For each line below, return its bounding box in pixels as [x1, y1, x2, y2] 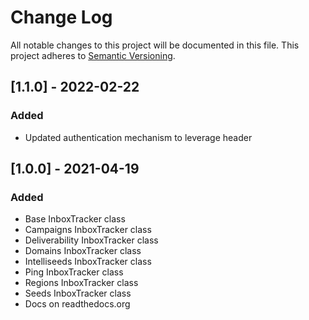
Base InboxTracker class [24, 213, 126, 225]
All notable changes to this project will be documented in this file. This [10, 39, 300, 51]
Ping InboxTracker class [24, 266, 124, 278]
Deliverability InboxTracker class [24, 234, 159, 246]
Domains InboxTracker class [24, 245, 142, 257]
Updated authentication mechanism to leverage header [24, 131, 253, 143]
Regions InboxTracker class [24, 277, 139, 289]
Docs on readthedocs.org [24, 298, 131, 310]
